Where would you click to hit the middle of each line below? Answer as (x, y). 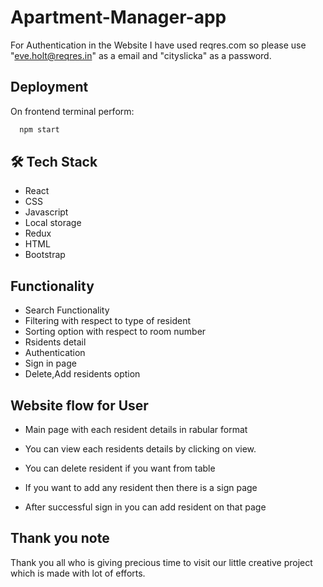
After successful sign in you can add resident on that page (145, 507)
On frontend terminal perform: (72, 111)
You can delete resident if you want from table (120, 468)
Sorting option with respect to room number (115, 332)
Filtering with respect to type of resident (107, 321)
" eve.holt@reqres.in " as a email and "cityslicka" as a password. (141, 55)
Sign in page (50, 363)
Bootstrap (45, 255)
